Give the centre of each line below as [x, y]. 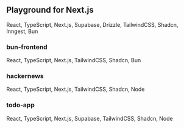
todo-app [20, 105]
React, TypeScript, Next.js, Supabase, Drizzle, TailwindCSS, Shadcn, [92, 24]
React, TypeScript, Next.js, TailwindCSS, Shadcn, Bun [74, 60]
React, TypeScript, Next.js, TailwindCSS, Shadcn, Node [76, 89]
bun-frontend [27, 47]
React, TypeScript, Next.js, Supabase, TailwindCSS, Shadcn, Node [90, 118]
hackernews [25, 76]
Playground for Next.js [50, 10]
